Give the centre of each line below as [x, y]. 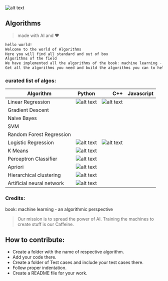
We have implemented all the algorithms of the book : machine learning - [84, 63]
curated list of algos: [31, 80]
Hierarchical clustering [34, 175]
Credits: [15, 198]
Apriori [16, 167]
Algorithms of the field [31, 58]
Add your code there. [34, 257]
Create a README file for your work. [50, 273]
